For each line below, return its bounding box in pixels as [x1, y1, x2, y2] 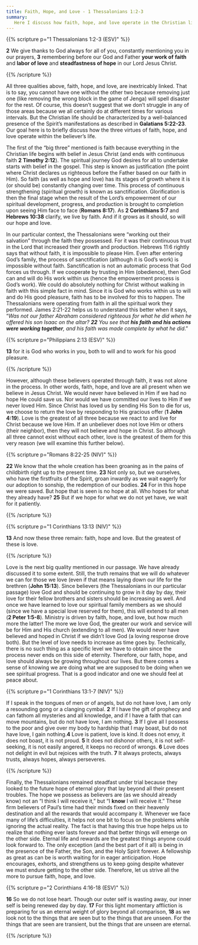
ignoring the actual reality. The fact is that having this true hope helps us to [6, 823, 189, 830]
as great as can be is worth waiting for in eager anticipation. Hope [6, 854, 166, 861]
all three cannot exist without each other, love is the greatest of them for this [6, 433, 192, 440]
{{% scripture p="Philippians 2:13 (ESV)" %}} [6, 336, 116, 344]
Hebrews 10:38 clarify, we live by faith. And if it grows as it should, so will [6, 213, 186, 220]
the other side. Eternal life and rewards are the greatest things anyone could [6, 835, 191, 842]
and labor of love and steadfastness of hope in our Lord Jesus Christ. [6, 60, 178, 67]
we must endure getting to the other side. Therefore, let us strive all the [6, 866, 179, 874]
